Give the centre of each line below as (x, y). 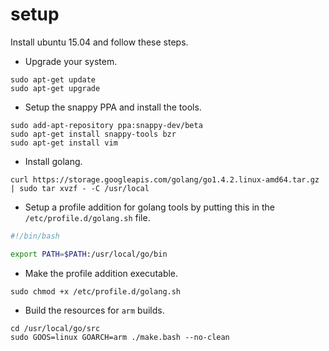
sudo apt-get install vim (64, 143)
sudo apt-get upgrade (55, 88)
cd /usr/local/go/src (55, 328)
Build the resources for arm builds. (94, 310)
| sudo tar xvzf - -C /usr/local (80, 188)
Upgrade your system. (71, 61)
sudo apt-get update (53, 79)
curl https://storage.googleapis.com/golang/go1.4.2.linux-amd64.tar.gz (165, 179)
